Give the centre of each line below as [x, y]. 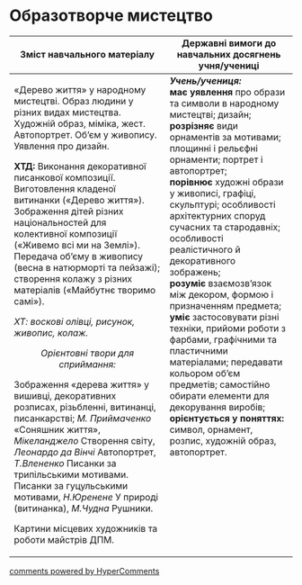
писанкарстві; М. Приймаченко [83, 418]
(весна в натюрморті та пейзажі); [87, 267]
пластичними [199, 350]
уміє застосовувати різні [224, 317]
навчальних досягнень [229, 54]
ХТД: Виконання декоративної [80, 166]
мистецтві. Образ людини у [74, 101]
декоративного [203, 260]
